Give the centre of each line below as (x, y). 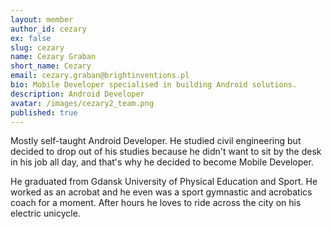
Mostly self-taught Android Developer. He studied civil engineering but (156, 141)
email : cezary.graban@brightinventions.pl (100, 76)
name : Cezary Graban (53, 57)
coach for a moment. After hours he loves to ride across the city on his (156, 203)
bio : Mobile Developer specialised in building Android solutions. (154, 85)
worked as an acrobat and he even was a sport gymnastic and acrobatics (161, 192)
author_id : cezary (48, 29)
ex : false (31, 38)
